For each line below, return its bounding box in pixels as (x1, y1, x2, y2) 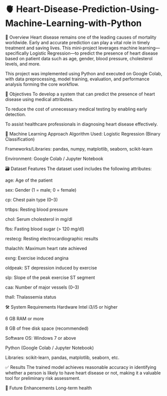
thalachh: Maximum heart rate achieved (5, 245, 87, 251)
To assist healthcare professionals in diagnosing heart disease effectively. (5, 121, 158, 127)
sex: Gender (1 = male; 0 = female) (5, 187, 77, 193)
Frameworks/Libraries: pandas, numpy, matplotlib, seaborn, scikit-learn (5, 146, 153, 152)
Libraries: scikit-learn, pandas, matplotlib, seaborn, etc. (5, 354, 119, 360)
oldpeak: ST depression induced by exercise (5, 265, 97, 271)
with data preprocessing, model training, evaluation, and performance (5, 76, 149, 82)
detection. (5, 111, 27, 117)
